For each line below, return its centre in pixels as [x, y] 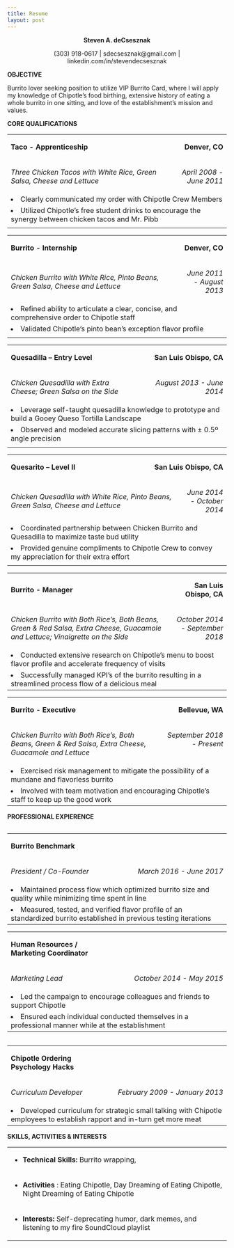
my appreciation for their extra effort [70, 556]
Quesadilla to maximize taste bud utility [75, 537]
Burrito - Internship [44, 248]
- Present [207, 743]
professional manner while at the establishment [88, 1025]
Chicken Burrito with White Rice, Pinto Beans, [85, 277]
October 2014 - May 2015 [179, 978]
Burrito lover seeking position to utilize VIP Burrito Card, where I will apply [113, 88]
